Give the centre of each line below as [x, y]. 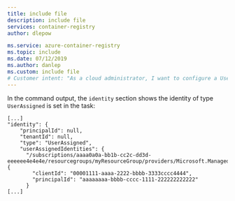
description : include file [47, 20]
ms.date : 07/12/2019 [37, 59]
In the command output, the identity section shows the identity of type [110, 98]
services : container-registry [51, 27]
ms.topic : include [34, 52]
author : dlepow [29, 33]
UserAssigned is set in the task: [51, 105]
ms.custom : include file [43, 72]
